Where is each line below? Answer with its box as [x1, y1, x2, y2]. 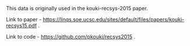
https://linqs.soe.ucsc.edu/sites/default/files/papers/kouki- [43, 16, 185, 22]
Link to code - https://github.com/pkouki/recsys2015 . [6, 33, 136, 40]
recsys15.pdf [6, 22, 37, 29]
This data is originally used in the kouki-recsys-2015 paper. [6, 5, 148, 11]
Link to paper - [6, 16, 42, 22]
